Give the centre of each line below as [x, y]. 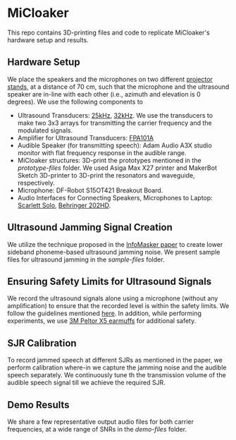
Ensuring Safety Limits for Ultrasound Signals [110, 281]
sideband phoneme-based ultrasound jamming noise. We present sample [114, 252]
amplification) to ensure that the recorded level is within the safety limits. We [118, 306]
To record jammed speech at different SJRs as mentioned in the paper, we [115, 360]
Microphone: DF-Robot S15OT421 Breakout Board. [90, 190]
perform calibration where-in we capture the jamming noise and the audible [117, 367]
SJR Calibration [42, 343]
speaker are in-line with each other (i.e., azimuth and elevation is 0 [104, 94]
